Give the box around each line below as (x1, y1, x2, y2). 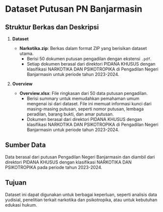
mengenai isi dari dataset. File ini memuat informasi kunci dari (26, 101, 152, 106)
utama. (19, 50, 34, 56)
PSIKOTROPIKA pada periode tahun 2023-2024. (5, 164, 102, 170)
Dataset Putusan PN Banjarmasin (5, 3, 142, 15)
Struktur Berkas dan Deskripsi (5, 23, 99, 31)
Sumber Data (5, 141, 46, 149)
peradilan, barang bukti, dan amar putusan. (26, 111, 114, 117)
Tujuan (5, 179, 27, 187)
